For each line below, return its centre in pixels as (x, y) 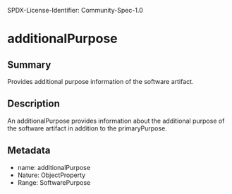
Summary (29, 65)
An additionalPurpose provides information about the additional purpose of (116, 121)
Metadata (29, 151)
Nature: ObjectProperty (51, 175)
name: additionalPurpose (54, 167)
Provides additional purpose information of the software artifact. (100, 81)
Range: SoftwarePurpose (54, 182)
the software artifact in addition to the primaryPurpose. (87, 128)
